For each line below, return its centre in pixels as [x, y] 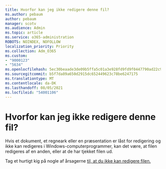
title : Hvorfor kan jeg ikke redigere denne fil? [57, 10]
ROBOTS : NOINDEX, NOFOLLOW [33, 42]
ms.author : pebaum [24, 14]
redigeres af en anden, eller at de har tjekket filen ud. [59, 152]
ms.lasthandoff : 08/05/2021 [34, 88]
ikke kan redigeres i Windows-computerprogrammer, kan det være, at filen [81, 146]
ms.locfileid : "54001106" [32, 92]
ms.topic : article [24, 33]
